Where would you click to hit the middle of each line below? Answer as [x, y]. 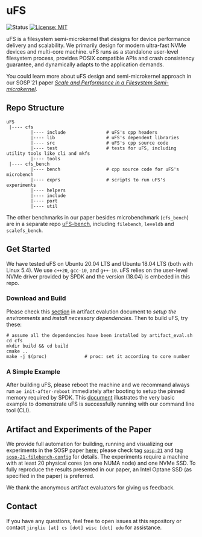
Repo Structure [35, 108]
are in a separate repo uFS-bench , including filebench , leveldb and [90, 224]
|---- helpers [48, 190]
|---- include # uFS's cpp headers [94, 132]
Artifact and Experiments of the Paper [79, 429]
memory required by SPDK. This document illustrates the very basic [90, 398]
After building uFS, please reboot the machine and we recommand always [98, 385]
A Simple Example [33, 371]
